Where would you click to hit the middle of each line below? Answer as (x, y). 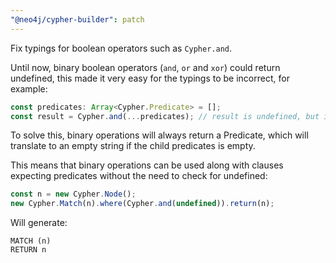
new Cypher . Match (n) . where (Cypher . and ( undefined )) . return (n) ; (142, 204)
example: (29, 88)
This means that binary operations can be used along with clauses (147, 165)
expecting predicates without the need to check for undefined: (139, 176)
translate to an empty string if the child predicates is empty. (133, 146)
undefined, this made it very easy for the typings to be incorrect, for (150, 78)
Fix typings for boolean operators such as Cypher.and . (121, 48)
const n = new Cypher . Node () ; (73, 194)
